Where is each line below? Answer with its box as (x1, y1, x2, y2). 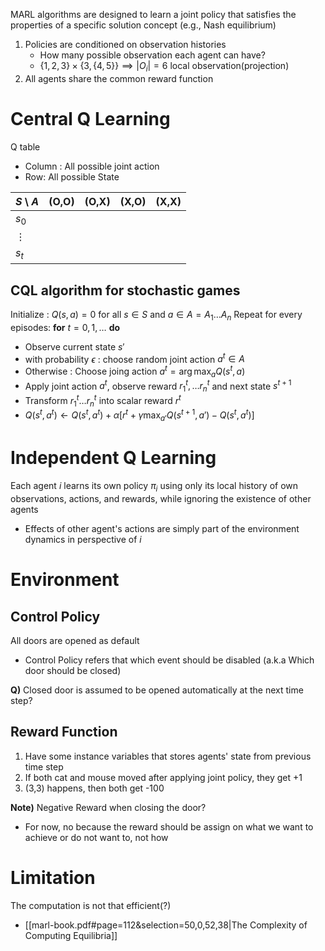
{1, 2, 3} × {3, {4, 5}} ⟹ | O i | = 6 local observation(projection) (39, 60, 290, 74)
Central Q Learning (10, 107, 171, 130)
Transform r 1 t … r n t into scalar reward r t (24, 393, 182, 409)
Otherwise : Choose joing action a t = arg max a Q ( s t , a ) (24, 364, 246, 379)
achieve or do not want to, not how (24, 831, 169, 843)
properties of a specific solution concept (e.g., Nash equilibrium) (10, 19, 277, 31)
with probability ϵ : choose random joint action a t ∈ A (24, 351, 245, 365)
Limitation (10, 866, 96, 889)
